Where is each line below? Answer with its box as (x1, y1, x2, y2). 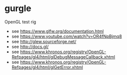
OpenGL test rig (4, 19, 36, 25)
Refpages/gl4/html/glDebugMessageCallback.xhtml (11, 54, 115, 60)
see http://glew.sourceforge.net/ (11, 38, 77, 44)
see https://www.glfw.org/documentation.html (11, 28, 104, 34)
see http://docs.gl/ (11, 44, 49, 49)
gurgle (4, 3, 32, 14)
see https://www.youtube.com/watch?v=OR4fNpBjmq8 (11, 33, 122, 39)
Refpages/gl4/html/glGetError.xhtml (11, 64, 83, 70)
